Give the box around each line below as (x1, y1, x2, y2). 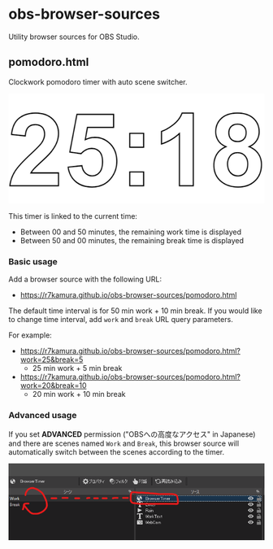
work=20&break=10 (19, 381, 87, 390)
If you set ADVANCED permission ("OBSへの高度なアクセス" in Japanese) (8, 429, 256, 439)
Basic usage (8, 255, 58, 267)
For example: (8, 330, 53, 340)
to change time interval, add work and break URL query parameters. (8, 315, 233, 325)
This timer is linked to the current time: (8, 211, 138, 220)
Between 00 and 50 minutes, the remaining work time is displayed (19, 227, 242, 237)
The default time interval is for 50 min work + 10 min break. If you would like (8, 306, 262, 316)
